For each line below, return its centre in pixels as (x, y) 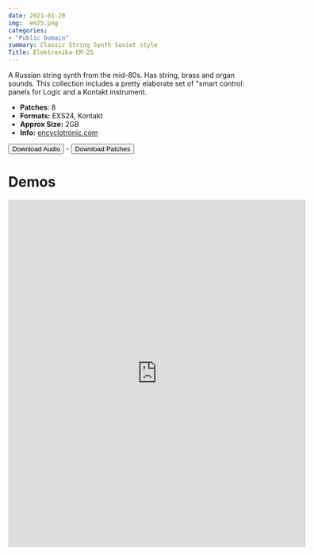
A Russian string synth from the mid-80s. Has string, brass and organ (122, 75)
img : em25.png (33, 23)
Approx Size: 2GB (49, 124)
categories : (28, 30)
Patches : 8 (38, 107)
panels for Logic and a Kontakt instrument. (78, 92)
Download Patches (103, 149)
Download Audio (36, 149)
